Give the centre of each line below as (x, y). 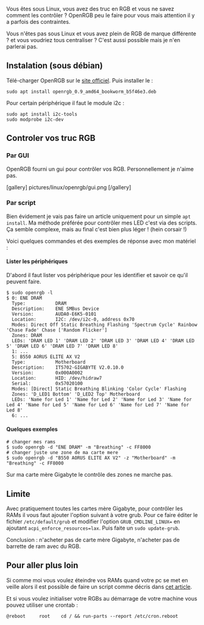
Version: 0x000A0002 (47, 373)
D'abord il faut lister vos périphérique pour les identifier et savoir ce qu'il (97, 275)
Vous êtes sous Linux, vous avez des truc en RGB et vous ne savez (90, 9)
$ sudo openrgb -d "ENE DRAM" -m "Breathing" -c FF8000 (79, 447)
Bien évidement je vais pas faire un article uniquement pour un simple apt (99, 216)
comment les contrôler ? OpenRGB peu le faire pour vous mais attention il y (100, 15)
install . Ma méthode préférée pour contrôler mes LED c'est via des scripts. (102, 223)
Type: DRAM (39, 303)
